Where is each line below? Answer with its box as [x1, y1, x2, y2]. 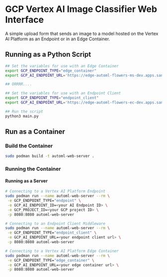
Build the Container [5, 142, 53, 149]
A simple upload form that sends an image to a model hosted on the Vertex [5, 30, 159, 36]
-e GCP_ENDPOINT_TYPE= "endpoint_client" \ [7, 230, 97, 235]
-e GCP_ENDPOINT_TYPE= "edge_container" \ [7, 258, 94, 263]
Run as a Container [5, 128, 66, 136]
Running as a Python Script [5, 50, 91, 59]
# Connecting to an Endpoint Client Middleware [5, 221, 106, 226]
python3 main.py [5, 114, 39, 119]
